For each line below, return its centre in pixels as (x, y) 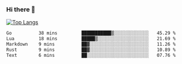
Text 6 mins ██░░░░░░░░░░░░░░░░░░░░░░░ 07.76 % (91, 55)
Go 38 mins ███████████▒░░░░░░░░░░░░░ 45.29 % (91, 33)
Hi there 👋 (21, 9)
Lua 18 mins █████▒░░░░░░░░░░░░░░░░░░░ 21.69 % (91, 39)
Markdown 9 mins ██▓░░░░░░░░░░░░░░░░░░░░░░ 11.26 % (91, 44)
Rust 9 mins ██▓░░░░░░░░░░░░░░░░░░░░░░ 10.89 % (91, 50)
